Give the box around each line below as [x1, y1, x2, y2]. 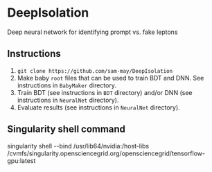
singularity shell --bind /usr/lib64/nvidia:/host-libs [7, 141, 150, 150]
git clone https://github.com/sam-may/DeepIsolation [17, 67, 173, 74]
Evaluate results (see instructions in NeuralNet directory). [17, 103, 180, 112]
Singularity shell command [7, 123, 126, 135]
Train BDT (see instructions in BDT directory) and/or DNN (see [17, 88, 193, 96]
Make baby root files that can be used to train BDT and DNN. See [17, 74, 204, 82]
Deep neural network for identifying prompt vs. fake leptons [7, 28, 178, 36]
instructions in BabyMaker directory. [17, 81, 116, 89]
